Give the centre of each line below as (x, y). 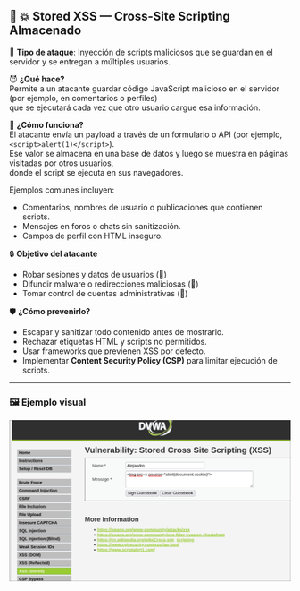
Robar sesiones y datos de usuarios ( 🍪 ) (95, 274)
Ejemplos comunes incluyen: (62, 190)
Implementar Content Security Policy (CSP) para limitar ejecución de (150, 360)
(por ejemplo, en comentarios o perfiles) (83, 98)
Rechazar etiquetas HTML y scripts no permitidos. (114, 341)
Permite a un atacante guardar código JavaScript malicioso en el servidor (144, 88)
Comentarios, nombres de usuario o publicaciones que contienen (142, 207)
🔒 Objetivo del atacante (54, 253)
